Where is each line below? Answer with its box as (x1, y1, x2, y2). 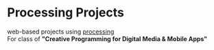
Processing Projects (7, 5, 125, 21)
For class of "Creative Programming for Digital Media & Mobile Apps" (7, 34, 208, 42)
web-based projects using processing (7, 27, 115, 36)
